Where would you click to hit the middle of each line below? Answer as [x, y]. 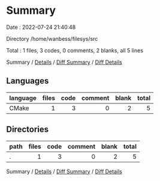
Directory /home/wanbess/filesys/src [52, 38]
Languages [28, 81]
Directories [28, 130]
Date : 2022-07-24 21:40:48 [41, 27]
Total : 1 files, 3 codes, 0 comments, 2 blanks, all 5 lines [75, 50]
